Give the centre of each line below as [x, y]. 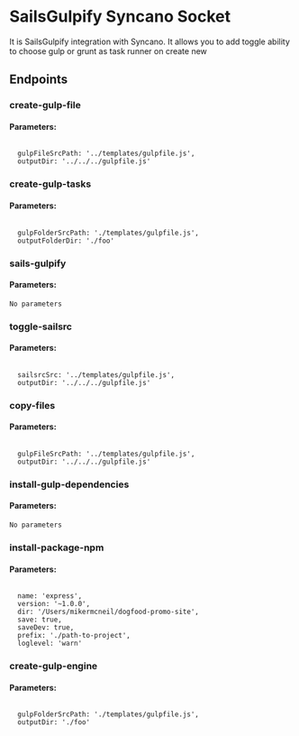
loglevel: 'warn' [50, 644]
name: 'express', [50, 596]
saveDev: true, [46, 628]
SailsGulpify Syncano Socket [120, 17]
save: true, [40, 620]
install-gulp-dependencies [69, 484]
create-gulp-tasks [50, 184]
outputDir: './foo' [54, 722]
